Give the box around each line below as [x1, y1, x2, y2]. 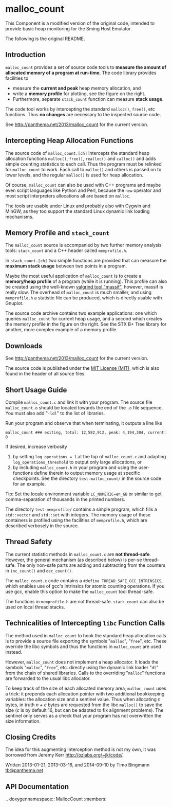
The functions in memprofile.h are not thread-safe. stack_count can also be [5, 598, 164, 604]
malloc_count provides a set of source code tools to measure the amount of [5, 64, 167, 70]
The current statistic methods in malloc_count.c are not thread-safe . [5, 551, 151, 557]
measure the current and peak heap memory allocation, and [12, 85, 141, 91]
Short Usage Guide [5, 385, 67, 394]
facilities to [5, 75, 29, 81]
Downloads [5, 342, 43, 350]
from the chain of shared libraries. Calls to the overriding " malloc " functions [5, 670, 165, 676]
